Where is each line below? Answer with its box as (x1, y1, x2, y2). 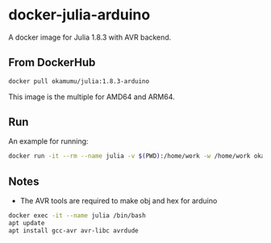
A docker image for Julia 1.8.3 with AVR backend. (8, 32, 172, 42)
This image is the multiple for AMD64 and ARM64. (8, 91, 175, 102)
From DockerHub (8, 56, 96, 69)
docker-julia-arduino (8, 6, 151, 24)
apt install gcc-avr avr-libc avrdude (8, 226, 139, 235)
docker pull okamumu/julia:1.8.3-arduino (8, 77, 150, 86)
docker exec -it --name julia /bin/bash (8, 212, 147, 220)
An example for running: (8, 136, 89, 146)
